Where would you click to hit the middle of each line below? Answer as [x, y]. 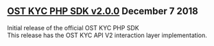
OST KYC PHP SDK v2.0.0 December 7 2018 [103, 11]
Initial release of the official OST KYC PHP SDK [73, 27]
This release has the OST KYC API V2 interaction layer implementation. [107, 35]
